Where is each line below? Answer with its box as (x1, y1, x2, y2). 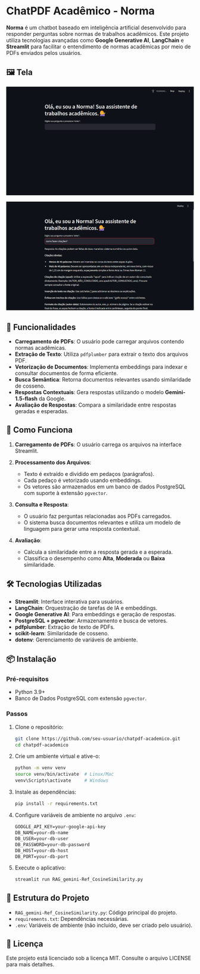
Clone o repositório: (14, 723, 64, 730)
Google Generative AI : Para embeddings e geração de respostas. (14, 610, 177, 617)
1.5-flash (14, 395, 37, 402)
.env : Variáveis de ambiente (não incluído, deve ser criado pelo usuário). (14, 921, 193, 929)
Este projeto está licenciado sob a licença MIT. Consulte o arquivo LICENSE (6, 954, 192, 962)
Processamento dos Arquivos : (14, 459, 92, 466)
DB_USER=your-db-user (14, 835, 68, 841)
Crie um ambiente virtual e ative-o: (14, 752, 100, 760)
